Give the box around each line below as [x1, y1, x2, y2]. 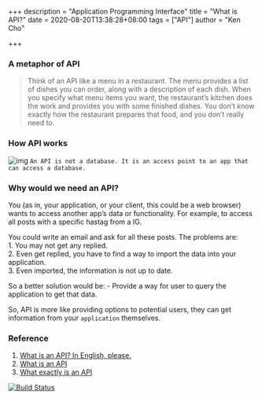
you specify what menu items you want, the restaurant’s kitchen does [27, 93, 253, 103]
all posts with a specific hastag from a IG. [8, 217, 142, 226]
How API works [8, 138, 68, 149]
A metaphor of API [8, 58, 80, 69]
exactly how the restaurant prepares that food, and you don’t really [27, 110, 245, 119]
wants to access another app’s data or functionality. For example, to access [8, 208, 253, 218]
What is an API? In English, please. [19, 351, 131, 360]
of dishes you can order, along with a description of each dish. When [27, 84, 252, 94]
